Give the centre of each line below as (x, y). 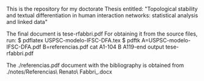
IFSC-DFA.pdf (24, 47)
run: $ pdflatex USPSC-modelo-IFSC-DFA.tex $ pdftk (74, 40)
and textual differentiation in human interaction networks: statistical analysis (102, 15)
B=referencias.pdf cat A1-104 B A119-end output (103, 47)
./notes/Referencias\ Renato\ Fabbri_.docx (59, 72)
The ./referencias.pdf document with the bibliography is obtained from (95, 65)
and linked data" (27, 22)
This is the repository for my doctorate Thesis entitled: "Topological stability (102, 9)
